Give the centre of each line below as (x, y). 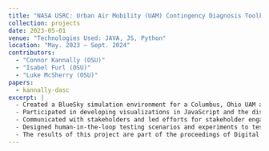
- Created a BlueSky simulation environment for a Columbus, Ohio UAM (136, 105)
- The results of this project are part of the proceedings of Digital (138, 134)
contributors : (32, 53)
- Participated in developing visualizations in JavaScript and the (132, 113)
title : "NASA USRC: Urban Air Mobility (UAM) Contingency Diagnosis (125, 16)
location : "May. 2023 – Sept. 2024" (69, 46)
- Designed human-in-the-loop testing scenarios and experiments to (132, 127)
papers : (21, 82)
